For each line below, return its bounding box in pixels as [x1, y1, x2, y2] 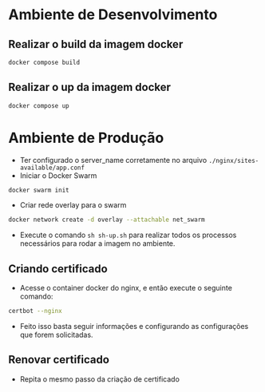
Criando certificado [8, 262, 108, 275]
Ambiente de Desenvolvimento [8, 6, 218, 24]
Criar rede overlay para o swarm [19, 200, 127, 210]
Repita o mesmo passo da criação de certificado [19, 374, 180, 384]
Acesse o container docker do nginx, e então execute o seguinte [19, 283, 233, 293]
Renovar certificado [8, 353, 110, 366]
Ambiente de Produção [8, 129, 164, 147]
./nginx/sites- [208, 156, 259, 164]
